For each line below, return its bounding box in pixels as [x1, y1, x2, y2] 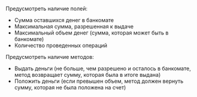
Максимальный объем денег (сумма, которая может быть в [14, 29, 169, 36]
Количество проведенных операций [14, 42, 108, 49]
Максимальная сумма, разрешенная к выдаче [14, 23, 134, 30]
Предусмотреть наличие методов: [5, 54, 94, 60]
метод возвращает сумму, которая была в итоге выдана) [14, 71, 161, 78]
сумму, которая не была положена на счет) [14, 84, 126, 91]
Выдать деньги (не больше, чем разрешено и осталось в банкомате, [14, 65, 191, 72]
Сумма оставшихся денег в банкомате [14, 17, 114, 23]
